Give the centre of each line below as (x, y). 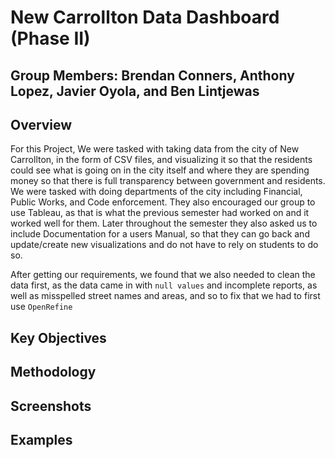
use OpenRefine (41, 307)
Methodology (53, 372)
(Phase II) (50, 38)
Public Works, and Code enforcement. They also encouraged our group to (163, 202)
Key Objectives (58, 337)
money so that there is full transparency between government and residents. (168, 181)
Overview (41, 124)
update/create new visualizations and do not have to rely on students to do (164, 245)
